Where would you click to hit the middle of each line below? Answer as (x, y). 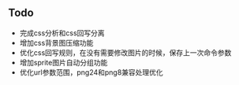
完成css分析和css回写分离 (62, 33)
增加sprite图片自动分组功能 (63, 62)
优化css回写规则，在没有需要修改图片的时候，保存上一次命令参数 (125, 52)
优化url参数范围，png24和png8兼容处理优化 (91, 72)
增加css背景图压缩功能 (56, 42)
